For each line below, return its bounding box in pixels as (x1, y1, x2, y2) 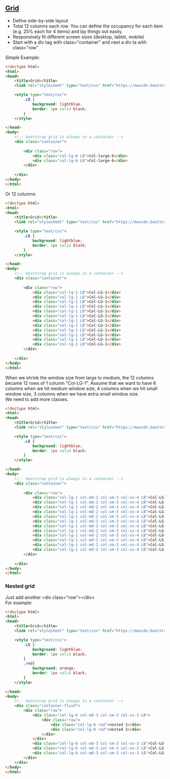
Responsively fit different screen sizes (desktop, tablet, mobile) (12, 34, 145, 40)
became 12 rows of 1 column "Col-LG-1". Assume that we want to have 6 (5, 380, 156, 386)
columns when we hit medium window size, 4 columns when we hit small (5, 385, 158, 392)
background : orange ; (32, 666, 76, 671)
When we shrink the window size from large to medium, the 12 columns (5, 374, 154, 380)
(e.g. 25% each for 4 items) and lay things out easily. (12, 28, 123, 35)
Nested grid (5, 582, 35, 590)
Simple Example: (5, 54, 40, 60)
